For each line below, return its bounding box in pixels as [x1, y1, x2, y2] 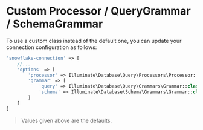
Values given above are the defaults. [21, 117, 112, 124]
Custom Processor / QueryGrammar [6, 4, 192, 18]
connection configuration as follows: [6, 44, 97, 51]
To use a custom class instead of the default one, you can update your [6, 37, 182, 44]
